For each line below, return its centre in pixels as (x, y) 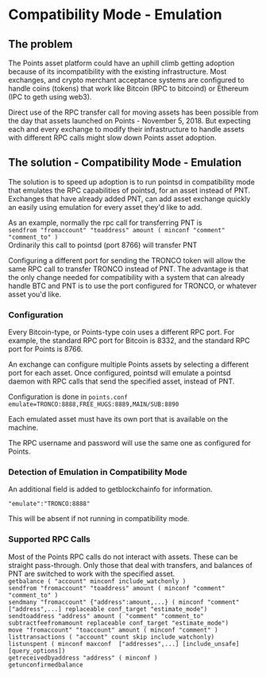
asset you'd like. (35, 294)
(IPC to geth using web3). (50, 97)
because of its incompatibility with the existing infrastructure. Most (118, 72)
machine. (23, 428)
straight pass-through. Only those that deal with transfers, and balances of (130, 565)
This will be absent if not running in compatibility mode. (99, 519)
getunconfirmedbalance (46, 665)
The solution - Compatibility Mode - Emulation (125, 163)
